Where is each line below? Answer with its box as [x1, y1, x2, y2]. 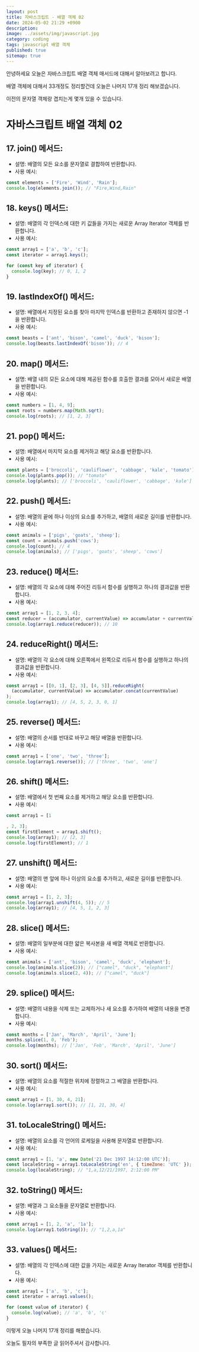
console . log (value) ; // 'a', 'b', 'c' [11, 1310, 108, 1316]
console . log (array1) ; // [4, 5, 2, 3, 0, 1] [6, 699, 118, 705]
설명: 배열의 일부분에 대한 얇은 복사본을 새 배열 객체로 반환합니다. [14, 940, 165, 947]
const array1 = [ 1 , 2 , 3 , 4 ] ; [6, 610, 81, 616]
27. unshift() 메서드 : [6, 858, 78, 868]
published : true [6, 47, 46, 53]
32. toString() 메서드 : [6, 1185, 83, 1195]
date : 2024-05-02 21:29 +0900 [6, 20, 81, 26]
